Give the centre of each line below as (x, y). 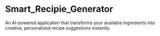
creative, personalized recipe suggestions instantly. (58, 28)
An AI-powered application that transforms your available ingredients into (80, 23)
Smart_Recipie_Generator (59, 9)
